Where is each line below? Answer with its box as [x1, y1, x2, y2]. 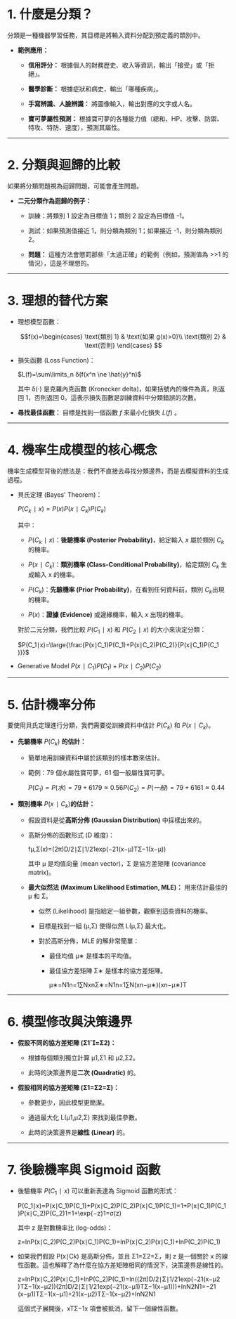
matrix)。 [27, 868, 55, 876]
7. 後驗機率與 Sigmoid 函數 [7, 1162, 161, 1178]
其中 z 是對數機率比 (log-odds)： [17, 1223, 113, 1232]
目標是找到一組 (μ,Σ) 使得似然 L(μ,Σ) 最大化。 [38, 921, 170, 930]
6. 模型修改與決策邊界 [7, 1013, 133, 1029]
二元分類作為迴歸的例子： [17, 196, 92, 204]
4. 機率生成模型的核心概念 [7, 442, 158, 457]
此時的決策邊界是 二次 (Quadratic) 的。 [27, 1068, 140, 1077]
